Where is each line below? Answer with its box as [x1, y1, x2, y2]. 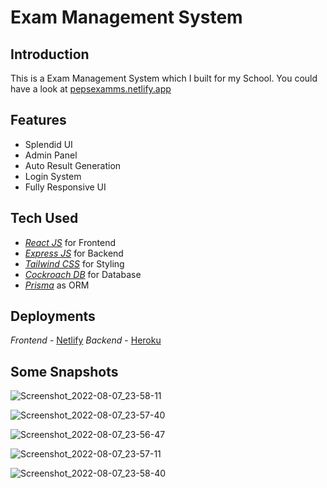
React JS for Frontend [24, 236, 117, 248]
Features [10, 112, 67, 129]
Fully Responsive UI [24, 181, 107, 193]
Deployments [10, 308, 96, 325]
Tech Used [10, 210, 79, 227]
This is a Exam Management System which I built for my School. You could [10, 72, 318, 84]
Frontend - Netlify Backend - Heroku [10, 334, 162, 346]
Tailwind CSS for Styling [24, 257, 125, 270]
